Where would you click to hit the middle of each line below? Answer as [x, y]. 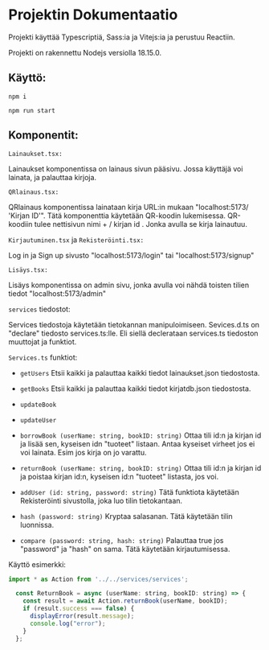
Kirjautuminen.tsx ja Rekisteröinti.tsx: [76, 240]
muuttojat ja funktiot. [43, 341]
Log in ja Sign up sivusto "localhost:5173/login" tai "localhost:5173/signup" [131, 255]
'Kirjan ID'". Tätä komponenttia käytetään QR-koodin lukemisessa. [117, 216]
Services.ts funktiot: [43, 357]
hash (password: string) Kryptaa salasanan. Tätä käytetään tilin [126, 516]
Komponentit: [43, 136]
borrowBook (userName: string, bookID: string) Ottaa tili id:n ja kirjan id [141, 435]
